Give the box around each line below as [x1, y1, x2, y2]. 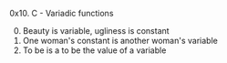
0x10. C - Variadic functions [9, 8, 114, 18]
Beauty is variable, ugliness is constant [22, 26, 170, 36]
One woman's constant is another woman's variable [22, 36, 219, 46]
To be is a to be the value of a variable [22, 45, 167, 56]
